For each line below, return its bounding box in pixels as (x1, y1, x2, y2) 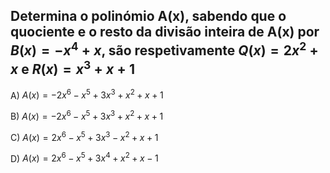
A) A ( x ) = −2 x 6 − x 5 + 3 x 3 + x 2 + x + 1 (10, 87, 164, 101)
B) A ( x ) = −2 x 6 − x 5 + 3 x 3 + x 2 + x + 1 (10, 109, 164, 123)
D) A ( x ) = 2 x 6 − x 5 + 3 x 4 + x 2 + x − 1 (10, 150, 159, 164)
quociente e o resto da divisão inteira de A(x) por (10, 24, 320, 41)
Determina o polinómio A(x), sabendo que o (10, 8, 287, 25)
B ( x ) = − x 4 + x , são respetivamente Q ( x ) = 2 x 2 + (10, 39, 319, 59)
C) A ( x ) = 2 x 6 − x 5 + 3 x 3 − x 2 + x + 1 (10, 130, 159, 143)
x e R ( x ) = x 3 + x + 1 (10, 58, 136, 78)
